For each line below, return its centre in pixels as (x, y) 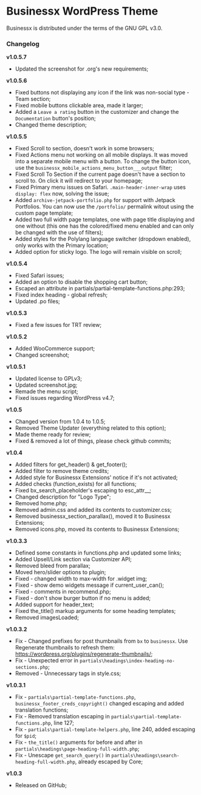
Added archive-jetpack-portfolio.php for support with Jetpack (95, 200)
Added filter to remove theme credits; (62, 471)
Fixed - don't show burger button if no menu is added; (83, 598)
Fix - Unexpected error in (47, 660)
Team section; (33, 99)
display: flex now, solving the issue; (62, 194)
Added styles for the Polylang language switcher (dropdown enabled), (103, 239)
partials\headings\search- (145, 756)
